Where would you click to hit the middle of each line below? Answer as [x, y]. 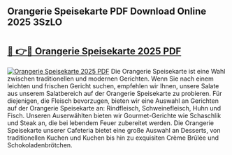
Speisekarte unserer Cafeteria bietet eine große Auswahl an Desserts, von [114, 130]
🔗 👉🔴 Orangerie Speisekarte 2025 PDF [94, 51]
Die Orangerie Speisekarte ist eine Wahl [168, 71]
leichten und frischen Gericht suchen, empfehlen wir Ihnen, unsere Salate [113, 86]
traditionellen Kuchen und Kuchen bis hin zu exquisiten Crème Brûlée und [113, 138]
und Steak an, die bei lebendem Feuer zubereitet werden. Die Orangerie [111, 123]
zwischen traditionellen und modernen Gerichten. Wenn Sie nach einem [111, 79]
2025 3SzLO [35, 23]
